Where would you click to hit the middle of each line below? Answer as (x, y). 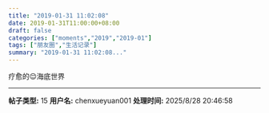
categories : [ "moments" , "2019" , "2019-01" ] (80, 38)
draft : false (30, 30)
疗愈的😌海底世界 (37, 76)
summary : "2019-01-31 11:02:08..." (68, 53)
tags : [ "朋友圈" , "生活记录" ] (53, 45)
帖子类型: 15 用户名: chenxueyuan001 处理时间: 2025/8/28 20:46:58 (121, 101)
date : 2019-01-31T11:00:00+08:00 (64, 23)
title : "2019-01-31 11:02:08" (59, 16)
